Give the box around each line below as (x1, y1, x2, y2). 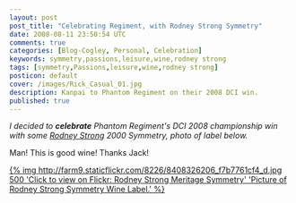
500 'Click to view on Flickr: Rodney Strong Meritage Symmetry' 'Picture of (9, 174, 287, 185)
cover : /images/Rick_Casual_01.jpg (9, 80, 143, 89)
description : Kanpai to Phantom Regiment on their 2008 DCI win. (9, 88, 258, 97)
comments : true (9, 38, 66, 47)
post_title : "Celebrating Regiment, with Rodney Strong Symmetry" (9, 21, 263, 30)
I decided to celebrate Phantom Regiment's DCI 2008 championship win (9, 121, 278, 131)
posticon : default (9, 72, 78, 80)
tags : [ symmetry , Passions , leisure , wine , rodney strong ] (9, 63, 219, 72)
